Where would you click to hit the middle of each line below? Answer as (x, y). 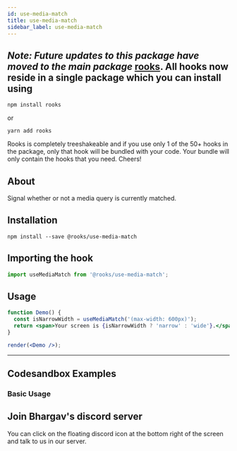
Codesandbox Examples (62, 374)
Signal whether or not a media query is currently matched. (92, 198)
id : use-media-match (38, 14)
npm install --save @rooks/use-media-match (72, 236)
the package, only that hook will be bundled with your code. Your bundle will (118, 152)
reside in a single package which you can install (114, 77)
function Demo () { (34, 313)
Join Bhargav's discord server (75, 417)
